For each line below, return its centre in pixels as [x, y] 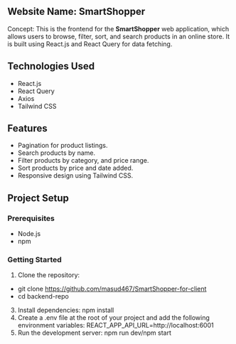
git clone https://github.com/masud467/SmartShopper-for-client [112, 289]
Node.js [29, 234]
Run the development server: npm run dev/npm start [95, 333]
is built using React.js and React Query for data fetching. [90, 44]
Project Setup [38, 198]
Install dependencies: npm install [66, 310]
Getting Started [34, 260]
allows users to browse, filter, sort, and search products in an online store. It [118, 36]
